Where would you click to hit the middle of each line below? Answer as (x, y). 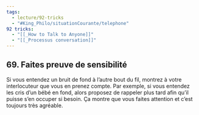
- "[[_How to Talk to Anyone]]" (53, 35)
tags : (13, 12)
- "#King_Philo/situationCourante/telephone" (71, 23)
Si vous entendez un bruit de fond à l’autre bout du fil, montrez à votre (94, 79)
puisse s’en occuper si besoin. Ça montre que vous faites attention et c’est (100, 99)
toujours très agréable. (35, 105)
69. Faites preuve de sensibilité (67, 65)
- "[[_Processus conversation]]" (54, 40)
